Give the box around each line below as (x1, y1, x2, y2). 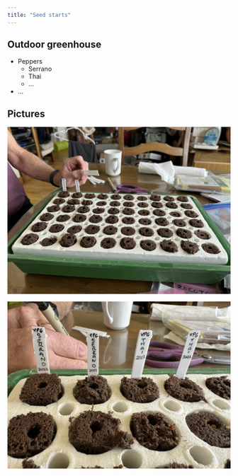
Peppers (17, 57, 42, 66)
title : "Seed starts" (7, 11, 72, 18)
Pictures (7, 108, 45, 120)
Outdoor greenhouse (7, 39, 101, 51)
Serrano (28, 64, 52, 74)
